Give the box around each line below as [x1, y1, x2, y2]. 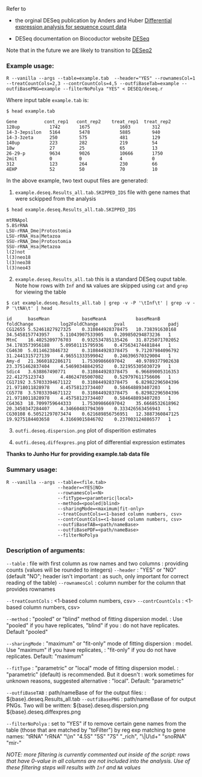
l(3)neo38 [6, 260, 31, 266]
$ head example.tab [6, 108, 55, 114]
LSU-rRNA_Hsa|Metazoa [6, 233, 61, 239]
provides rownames [6, 585, 55, 593]
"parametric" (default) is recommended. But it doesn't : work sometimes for [6, 671, 194, 678]
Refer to [6, 5, 26, 12]
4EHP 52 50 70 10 [6, 166, 158, 173]
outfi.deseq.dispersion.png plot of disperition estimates [14, 427, 157, 434]
